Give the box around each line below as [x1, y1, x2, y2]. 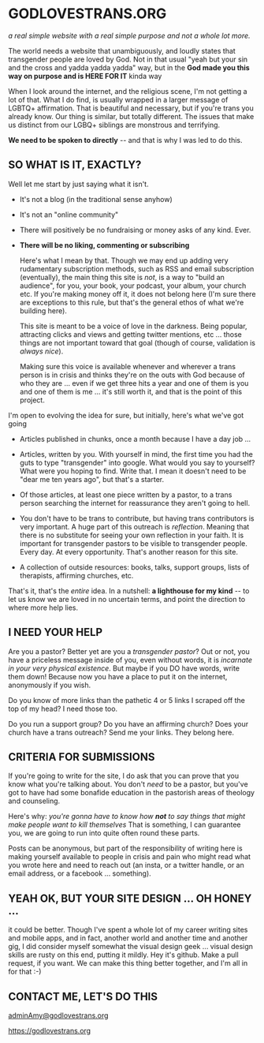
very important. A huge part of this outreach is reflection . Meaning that [19, 521, 250, 531]
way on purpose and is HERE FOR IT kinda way [8, 71, 162, 80]
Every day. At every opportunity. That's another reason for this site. [19, 547, 239, 556]
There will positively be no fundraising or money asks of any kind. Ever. [19, 225, 251, 234]
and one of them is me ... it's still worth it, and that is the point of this [19, 387, 243, 396]
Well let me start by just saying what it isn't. [8, 179, 149, 189]
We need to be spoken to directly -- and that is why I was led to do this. [8, 135, 243, 144]
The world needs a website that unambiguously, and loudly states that [8, 46, 236, 55]
